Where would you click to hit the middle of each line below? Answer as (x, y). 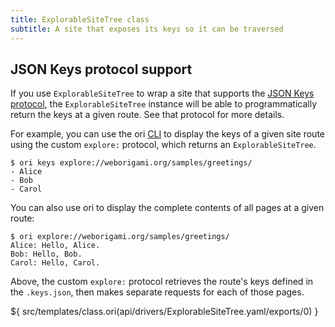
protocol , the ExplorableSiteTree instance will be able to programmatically (164, 104)
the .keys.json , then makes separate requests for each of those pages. (157, 292)
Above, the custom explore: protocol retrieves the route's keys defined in (162, 282)
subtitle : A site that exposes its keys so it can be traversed (147, 29)
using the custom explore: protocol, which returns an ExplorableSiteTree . (163, 145)
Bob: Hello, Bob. (46, 254)
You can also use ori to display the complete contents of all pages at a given (167, 208)
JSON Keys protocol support (101, 69)
